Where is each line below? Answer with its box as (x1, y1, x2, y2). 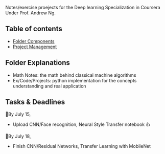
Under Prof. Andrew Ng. (5, 10, 56, 16)
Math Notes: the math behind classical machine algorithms (12, 72, 136, 78)
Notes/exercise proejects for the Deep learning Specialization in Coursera (5, 5, 160, 10)
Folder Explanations (5, 58, 70, 67)
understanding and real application (12, 83, 86, 89)
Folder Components (12, 38, 55, 44)
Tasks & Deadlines (5, 98, 65, 106)
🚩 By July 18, (5, 133, 31, 140)
